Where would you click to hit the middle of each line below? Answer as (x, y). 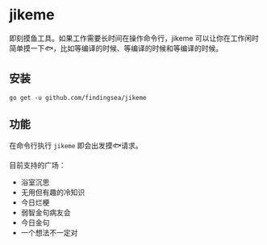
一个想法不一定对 (49, 232)
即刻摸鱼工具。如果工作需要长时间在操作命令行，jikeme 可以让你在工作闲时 (134, 38)
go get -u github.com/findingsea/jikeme (78, 98)
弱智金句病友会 (46, 212)
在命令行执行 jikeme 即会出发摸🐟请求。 (76, 145)
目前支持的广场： (38, 165)
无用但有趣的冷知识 (53, 192)
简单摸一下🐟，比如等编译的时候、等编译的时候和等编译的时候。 (116, 48)
